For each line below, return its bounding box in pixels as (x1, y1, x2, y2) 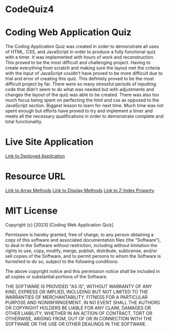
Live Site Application (5, 136, 94, 148)
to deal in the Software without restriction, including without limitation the (5, 242, 157, 248)
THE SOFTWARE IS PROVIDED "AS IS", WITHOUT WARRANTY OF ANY (5, 283, 152, 289)
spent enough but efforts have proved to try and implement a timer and (5, 108, 153, 114)
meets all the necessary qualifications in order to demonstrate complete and (5, 113, 164, 119)
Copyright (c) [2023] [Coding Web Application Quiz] (5, 221, 114, 228)
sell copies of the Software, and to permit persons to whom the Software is (5, 253, 161, 259)
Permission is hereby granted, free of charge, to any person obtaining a (5, 231, 154, 238)
